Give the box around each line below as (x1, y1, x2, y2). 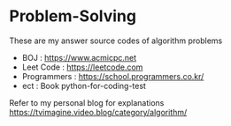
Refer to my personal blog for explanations (9, 97, 165, 107)
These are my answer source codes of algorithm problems (9, 35, 223, 46)
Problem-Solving (9, 6, 137, 26)
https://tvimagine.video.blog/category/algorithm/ (9, 107, 188, 117)
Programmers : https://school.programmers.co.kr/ (21, 70, 204, 81)
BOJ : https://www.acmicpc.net (21, 52, 137, 63)
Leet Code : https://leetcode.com (21, 62, 143, 72)
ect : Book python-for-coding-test (21, 80, 146, 91)
